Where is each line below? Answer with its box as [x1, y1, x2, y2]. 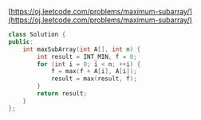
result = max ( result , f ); [50, 75, 137, 83]
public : [8, 37, 34, 46]
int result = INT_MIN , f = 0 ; [37, 52, 137, 60]
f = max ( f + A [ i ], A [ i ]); [50, 68, 137, 75]
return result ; [37, 90, 88, 98]
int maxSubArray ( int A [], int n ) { [22, 45, 141, 53]
